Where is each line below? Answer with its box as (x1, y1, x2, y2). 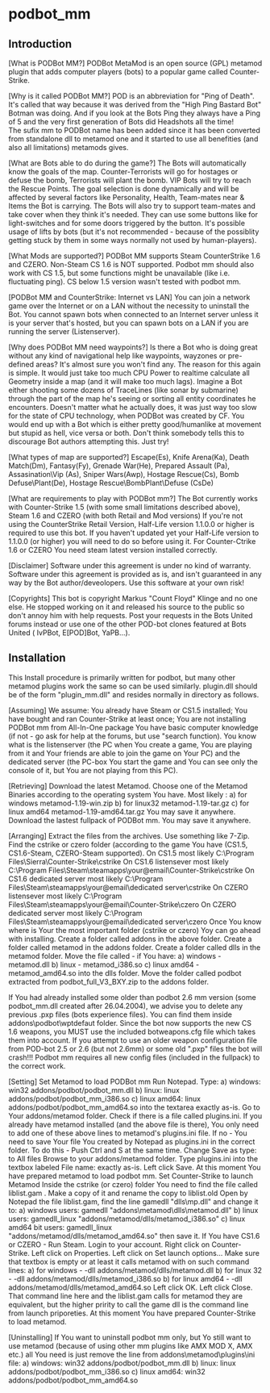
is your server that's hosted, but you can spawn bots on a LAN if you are (8, 318, 249, 328)
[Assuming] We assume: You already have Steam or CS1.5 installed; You (8, 705, 248, 715)
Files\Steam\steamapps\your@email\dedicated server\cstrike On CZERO (8, 882, 248, 892)
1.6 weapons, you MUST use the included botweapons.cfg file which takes (8, 1027, 256, 1036)
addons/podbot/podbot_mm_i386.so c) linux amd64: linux (8, 1094, 201, 1103)
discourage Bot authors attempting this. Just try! (8, 437, 169, 446)
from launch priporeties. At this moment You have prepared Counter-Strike (8, 1308, 256, 1318)
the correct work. (8, 1060, 66, 1070)
